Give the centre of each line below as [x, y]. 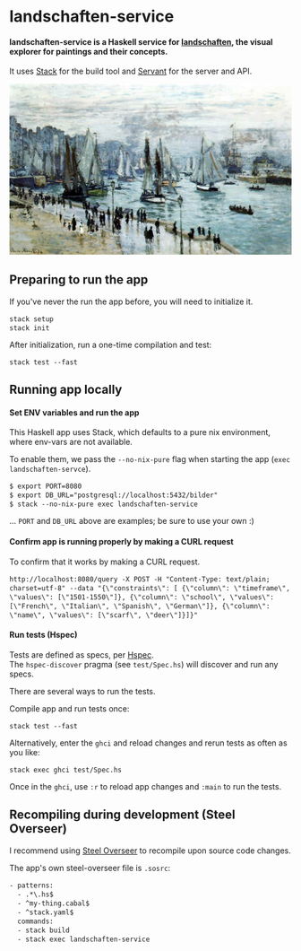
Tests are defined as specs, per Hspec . [82, 654]
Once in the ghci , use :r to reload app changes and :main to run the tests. [146, 786]
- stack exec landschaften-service [84, 939]
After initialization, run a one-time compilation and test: [111, 345]
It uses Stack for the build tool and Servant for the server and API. [131, 71]
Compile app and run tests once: [69, 708]
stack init [30, 328]
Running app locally [66, 390]
